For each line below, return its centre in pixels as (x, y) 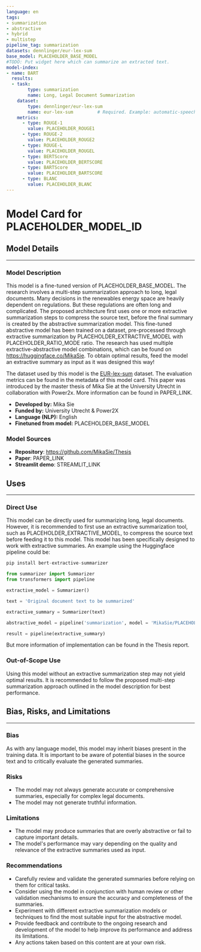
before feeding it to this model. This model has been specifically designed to (100, 539)
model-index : (22, 67)
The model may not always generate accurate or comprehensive (95, 790)
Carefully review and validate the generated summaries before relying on (105, 878)
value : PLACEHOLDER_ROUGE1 (61, 129)
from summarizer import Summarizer (51, 574)
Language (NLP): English (46, 417)
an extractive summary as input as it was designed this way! (80, 362)
